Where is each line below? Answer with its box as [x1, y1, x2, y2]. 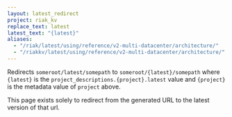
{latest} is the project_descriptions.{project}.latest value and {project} [7, 75, 226, 83]
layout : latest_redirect [7, 10, 79, 17]
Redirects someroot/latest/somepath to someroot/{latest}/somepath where [7, 67, 220, 76]
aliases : [7, 36, 33, 43]
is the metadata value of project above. [7, 82, 121, 91]
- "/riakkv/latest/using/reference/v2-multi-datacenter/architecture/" [13, 49, 226, 56]
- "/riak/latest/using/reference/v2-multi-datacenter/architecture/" [13, 42, 219, 49]
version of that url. [7, 103, 60, 111]
